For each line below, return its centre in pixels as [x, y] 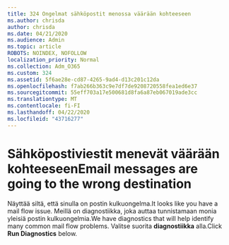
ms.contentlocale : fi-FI [44, 106]
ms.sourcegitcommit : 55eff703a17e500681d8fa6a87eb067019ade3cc [102, 92]
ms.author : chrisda [36, 20]
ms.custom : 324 [30, 73]
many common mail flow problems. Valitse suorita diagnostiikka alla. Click [115, 226]
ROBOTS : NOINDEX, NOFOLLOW [47, 54]
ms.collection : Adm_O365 [44, 66]
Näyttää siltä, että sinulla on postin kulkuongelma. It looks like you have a [113, 203]
